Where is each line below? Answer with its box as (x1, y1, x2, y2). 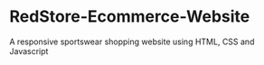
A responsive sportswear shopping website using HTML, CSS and (9, 36, 255, 47)
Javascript (9, 45, 49, 56)
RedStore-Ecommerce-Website (9, 6, 250, 27)
